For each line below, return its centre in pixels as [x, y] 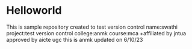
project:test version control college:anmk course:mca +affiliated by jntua [96, 33]
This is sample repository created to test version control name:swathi [92, 27]
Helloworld [34, 10]
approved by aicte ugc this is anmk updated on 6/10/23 [75, 39]
